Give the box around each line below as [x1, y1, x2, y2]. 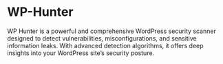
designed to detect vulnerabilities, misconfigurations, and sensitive [7, 34, 198, 42]
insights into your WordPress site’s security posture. [7, 49, 155, 57]
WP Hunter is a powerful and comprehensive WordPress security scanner [7, 27, 217, 35]
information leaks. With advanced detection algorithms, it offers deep [7, 41, 204, 50]
